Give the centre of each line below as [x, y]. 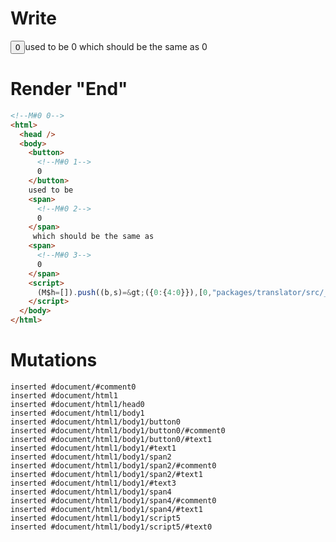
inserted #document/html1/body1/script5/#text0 [111, 527]
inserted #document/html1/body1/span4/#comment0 [113, 500]
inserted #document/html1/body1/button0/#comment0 [118, 430]
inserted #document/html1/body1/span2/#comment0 [113, 465]
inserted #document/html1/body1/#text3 [93, 483]
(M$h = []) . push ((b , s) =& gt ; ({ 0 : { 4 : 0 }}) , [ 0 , [124, 292]
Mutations [54, 360]
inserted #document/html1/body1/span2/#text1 [106, 474]
